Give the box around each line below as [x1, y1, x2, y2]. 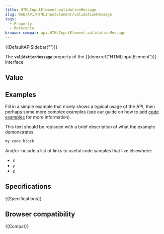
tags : [5, 16, 16, 21]
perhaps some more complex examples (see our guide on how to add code [5, 109, 159, 115]
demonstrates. [5, 129, 35, 135]
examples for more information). [5, 114, 71, 120]
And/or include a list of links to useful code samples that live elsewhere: [5, 148, 153, 154]
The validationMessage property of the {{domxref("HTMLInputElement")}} [5, 54, 157, 60]
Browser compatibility [5, 210, 76, 219]
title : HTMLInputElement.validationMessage [5, 7, 97, 12]
